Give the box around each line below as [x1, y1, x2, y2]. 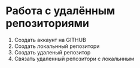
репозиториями [5, 17, 89, 30]
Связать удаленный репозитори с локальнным [14, 55, 135, 62]
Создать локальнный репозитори [14, 43, 100, 50]
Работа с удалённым [5, 4, 115, 18]
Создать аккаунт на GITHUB [14, 36, 86, 43]
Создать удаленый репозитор [14, 48, 91, 56]
